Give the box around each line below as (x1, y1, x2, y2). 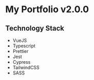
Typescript (12, 43, 36, 49)
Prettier (12, 48, 29, 54)
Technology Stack (5, 24, 64, 33)
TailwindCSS (12, 65, 40, 70)
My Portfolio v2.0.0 (5, 4, 89, 15)
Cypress (12, 59, 31, 65)
